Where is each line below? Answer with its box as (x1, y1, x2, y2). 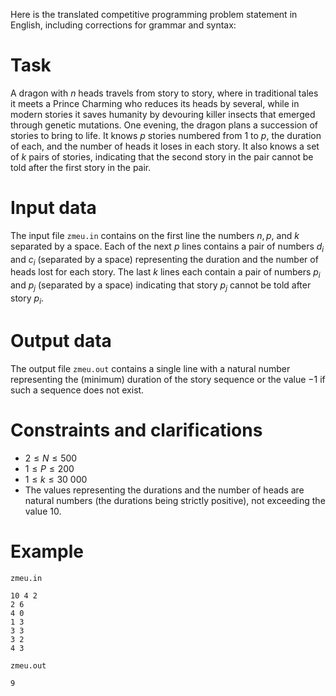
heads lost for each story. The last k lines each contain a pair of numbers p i (10, 266, 321, 281)
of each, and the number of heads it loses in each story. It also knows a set (10, 140, 320, 152)
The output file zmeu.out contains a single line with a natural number (10, 362, 291, 374)
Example (10, 540, 84, 563)
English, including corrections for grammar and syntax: (10, 19, 237, 31)
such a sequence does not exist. (10, 384, 145, 396)
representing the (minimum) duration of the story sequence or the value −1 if (10, 373, 326, 385)
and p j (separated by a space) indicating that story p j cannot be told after (10, 279, 312, 294)
